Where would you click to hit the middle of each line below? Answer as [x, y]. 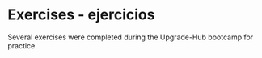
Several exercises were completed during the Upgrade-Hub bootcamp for [131, 37]
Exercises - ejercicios [81, 15]
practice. [22, 45]
